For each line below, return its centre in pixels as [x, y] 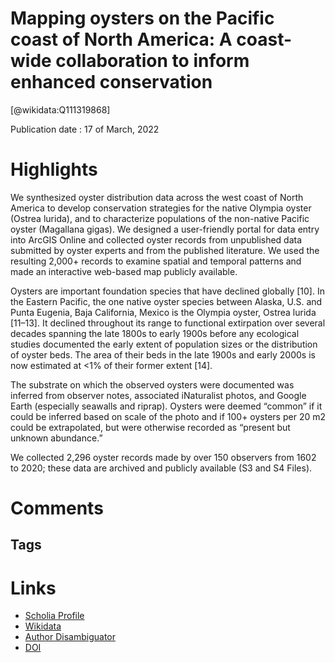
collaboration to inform [152, 61]
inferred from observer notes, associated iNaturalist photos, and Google [158, 395]
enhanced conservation [111, 82]
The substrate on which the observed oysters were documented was [152, 384]
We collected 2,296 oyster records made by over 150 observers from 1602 [163, 457]
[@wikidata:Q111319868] [60, 109]
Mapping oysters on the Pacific [142, 18]
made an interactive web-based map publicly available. [124, 271]
